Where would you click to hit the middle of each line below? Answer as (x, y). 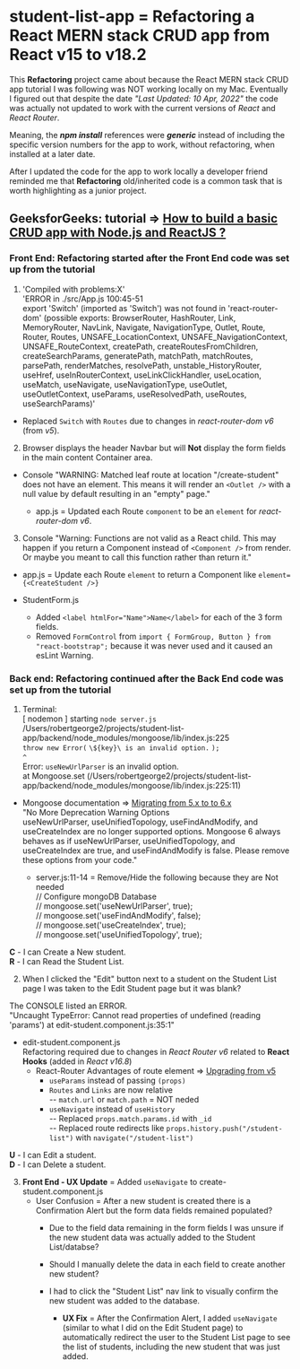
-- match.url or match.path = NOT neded (124, 1099)
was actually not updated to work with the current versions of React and (142, 108)
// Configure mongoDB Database (96, 896)
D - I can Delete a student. (58, 1164)
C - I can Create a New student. (68, 952)
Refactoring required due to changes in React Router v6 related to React (156, 1051)
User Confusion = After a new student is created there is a (143, 1200)
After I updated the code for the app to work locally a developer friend (139, 171)
